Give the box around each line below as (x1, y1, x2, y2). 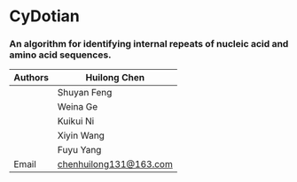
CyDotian (9, 6, 80, 27)
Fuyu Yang (57, 144, 102, 156)
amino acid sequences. (9, 49, 113, 61)
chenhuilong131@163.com (57, 158, 173, 171)
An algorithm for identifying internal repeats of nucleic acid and (9, 38, 289, 50)
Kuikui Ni (57, 115, 95, 127)
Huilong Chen (85, 72, 145, 84)
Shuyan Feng (57, 87, 113, 99)
